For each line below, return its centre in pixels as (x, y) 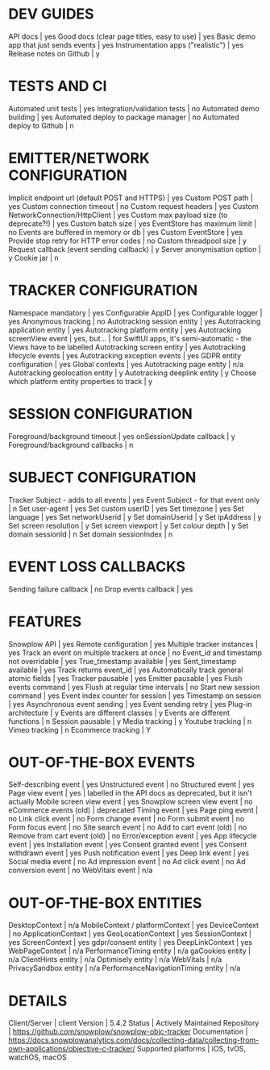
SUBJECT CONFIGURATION (102, 477)
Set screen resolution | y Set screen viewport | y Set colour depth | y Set (129, 525)
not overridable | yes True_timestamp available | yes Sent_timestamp (123, 661)
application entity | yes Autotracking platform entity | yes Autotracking (125, 330)
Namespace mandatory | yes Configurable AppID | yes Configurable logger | (135, 312)
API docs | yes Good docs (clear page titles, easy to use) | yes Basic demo (132, 36)
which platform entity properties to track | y (81, 381)
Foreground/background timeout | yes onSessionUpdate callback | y (122, 436)
